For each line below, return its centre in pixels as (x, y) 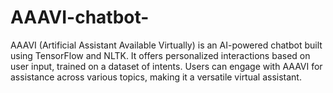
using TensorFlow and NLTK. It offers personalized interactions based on (160, 55)
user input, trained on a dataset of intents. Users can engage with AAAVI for (166, 66)
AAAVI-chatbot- (80, 17)
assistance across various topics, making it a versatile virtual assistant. (156, 77)
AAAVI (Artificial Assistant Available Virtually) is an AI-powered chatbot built (166, 45)
